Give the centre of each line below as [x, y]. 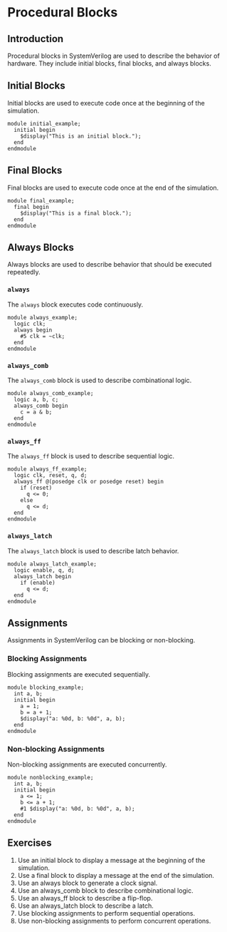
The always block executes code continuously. [75, 304]
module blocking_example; [46, 687]
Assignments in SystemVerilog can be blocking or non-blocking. [101, 640]
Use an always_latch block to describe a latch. [86, 906]
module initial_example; [44, 123]
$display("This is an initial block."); [81, 136]
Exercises [30, 843]
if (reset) [36, 488]
